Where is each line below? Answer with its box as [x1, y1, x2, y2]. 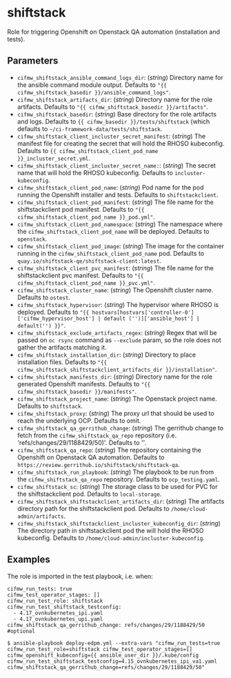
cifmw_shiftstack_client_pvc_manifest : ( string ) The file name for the [17, 263, 214, 272]
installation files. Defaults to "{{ [17, 357, 108, 366]
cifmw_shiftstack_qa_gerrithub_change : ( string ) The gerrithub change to [17, 423, 224, 432]
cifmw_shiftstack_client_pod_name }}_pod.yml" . [17, 212, 155, 221]
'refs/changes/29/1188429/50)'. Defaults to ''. [17, 438, 147, 446]
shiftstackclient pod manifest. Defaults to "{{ [17, 205, 145, 213]
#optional [7, 628, 36, 635]
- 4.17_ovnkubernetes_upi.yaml [13, 615, 103, 622]
